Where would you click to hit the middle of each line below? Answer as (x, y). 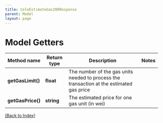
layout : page (18, 18)
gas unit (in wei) (87, 104)
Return (55, 57)
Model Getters (34, 42)
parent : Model (19, 14)
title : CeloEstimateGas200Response (41, 9)
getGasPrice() (24, 101)
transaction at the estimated (100, 84)
